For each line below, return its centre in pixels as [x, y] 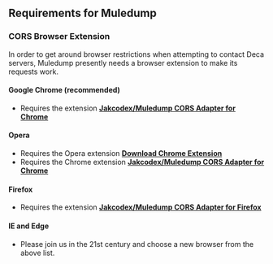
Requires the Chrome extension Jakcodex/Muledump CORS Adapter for [142, 162]
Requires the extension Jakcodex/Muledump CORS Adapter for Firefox [141, 207]
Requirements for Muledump [82, 13]
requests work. [34, 71]
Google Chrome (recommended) [64, 90]
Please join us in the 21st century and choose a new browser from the [137, 244]
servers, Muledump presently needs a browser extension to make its [123, 63]
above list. [37, 253]
